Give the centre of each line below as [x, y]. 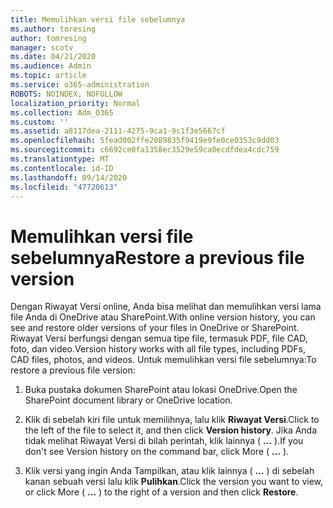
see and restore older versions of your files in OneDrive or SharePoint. [155, 328]
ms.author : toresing [53, 29]
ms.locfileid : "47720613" [64, 187]
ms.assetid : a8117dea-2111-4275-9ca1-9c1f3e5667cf [118, 131]
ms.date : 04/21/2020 [53, 57]
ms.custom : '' [40, 122]
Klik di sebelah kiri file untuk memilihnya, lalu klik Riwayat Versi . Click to [172, 420]
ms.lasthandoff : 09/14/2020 [69, 177]
